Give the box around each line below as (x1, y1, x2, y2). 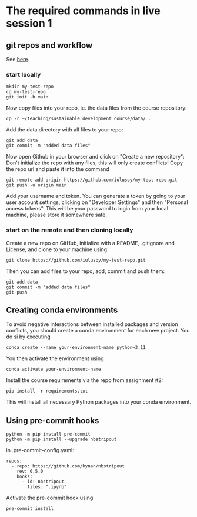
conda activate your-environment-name (6, 367, 101, 373)
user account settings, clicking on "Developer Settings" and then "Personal (6, 199, 188, 206)
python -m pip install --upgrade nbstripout (6, 436, 117, 443)
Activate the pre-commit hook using (6, 494, 94, 502)
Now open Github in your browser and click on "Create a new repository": (6, 153, 185, 160)
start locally (6, 70, 41, 78)
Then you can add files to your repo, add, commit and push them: (6, 267, 165, 275)
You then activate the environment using (6, 355, 104, 362)
